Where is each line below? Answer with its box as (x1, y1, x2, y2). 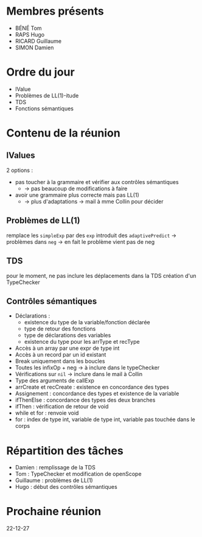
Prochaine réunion (6, 505, 102, 519)
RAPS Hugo (15, 30, 44, 38)
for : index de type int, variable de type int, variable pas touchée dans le (15, 416, 196, 423)
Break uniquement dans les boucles (15, 358, 105, 365)
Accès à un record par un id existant (15, 351, 106, 358)
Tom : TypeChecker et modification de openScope (15, 471, 142, 478)
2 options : (6, 166, 33, 174)
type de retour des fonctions (24, 325, 96, 333)
